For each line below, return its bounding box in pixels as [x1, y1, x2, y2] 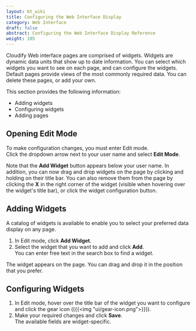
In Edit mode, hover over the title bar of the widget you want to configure [14, 299, 190, 306]
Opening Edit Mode [6, 129, 78, 139]
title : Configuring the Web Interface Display [6, 14, 122, 20]
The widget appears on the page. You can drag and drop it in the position [6, 261, 183, 268]
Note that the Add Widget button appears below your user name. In [6, 162, 170, 169]
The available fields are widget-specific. [14, 318, 112, 325]
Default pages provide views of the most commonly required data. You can [6, 71, 187, 77]
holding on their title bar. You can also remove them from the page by [6, 174, 173, 182]
